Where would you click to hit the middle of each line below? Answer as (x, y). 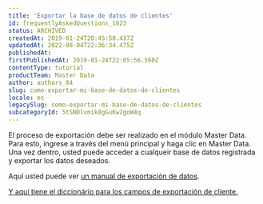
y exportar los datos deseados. (59, 160)
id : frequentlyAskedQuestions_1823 (68, 23)
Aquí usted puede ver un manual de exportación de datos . (104, 176)
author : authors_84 (41, 82)
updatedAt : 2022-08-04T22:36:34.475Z (71, 46)
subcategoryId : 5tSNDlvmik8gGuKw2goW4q (75, 113)
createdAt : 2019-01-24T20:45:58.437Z (71, 38)
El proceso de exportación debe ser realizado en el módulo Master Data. (128, 135)
